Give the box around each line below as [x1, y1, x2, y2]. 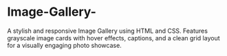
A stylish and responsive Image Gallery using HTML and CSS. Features [7, 27, 208, 35]
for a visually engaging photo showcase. [7, 41, 122, 49]
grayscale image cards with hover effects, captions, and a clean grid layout [7, 33, 220, 42]
